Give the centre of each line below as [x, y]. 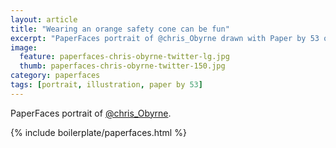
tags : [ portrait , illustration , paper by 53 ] [106, 85]
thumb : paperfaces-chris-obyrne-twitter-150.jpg [122, 66]
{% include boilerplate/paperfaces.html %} [98, 132]
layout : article [44, 19]
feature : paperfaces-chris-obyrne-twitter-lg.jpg [124, 57]
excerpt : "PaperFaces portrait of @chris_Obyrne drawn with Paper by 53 [165, 38]
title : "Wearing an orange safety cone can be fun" [120, 29]
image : [24, 47]
